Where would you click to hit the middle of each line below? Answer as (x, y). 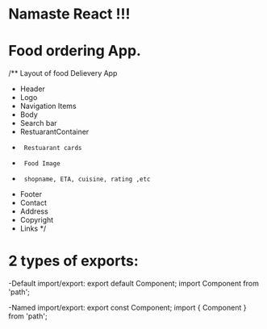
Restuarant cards (53, 148)
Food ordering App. (75, 51)
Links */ (33, 229)
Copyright (37, 220)
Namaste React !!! (69, 14)
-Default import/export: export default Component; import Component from (134, 284)
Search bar (39, 123)
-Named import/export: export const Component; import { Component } (127, 308)
